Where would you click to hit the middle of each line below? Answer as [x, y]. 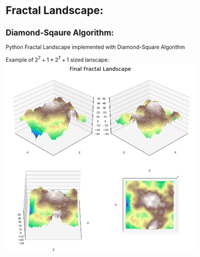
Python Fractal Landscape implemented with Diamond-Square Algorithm [95, 47]
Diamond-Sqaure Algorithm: [60, 33]
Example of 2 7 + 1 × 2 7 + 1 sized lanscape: [57, 59]
